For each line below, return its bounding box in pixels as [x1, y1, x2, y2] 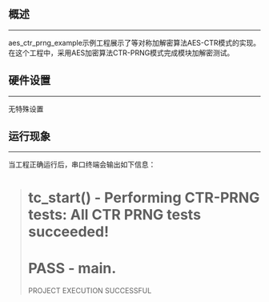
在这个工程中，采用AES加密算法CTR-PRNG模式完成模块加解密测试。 [8, 47, 235, 58]
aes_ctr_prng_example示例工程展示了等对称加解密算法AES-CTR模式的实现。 [8, 38, 261, 47]
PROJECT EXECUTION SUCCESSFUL [27, 285, 152, 295]
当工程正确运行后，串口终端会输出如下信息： [8, 159, 156, 170]
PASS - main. [27, 259, 117, 277]
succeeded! [27, 223, 110, 240]
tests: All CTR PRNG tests [27, 205, 202, 223]
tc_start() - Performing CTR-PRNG [27, 188, 260, 207]
